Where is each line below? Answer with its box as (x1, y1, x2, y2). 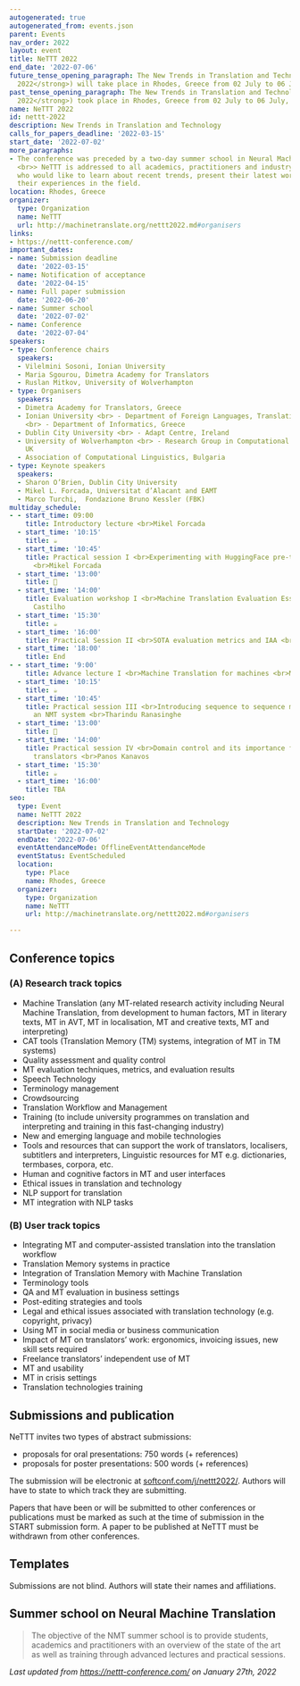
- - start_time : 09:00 (9, 511, 94, 521)
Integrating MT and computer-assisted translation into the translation (21, 1239, 276, 1250)
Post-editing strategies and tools (21, 1297, 143, 1307)
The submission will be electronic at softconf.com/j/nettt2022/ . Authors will (9, 1475, 286, 1486)
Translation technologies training (21, 1381, 144, 1393)
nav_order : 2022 (9, 38, 70, 47)
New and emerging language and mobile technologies (21, 1131, 221, 1141)
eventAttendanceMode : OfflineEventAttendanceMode (17, 843, 205, 853)
